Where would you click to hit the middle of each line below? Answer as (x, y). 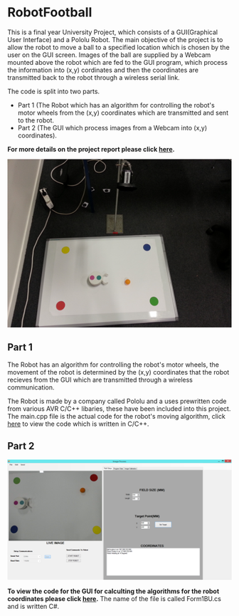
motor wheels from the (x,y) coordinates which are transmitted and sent (123, 113)
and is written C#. (33, 607)
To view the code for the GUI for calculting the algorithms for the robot (113, 591)
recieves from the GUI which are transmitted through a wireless (100, 380)
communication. (31, 387)
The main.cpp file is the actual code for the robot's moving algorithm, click (116, 416)
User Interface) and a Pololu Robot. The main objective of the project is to (115, 39)
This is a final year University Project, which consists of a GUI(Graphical (113, 32)
